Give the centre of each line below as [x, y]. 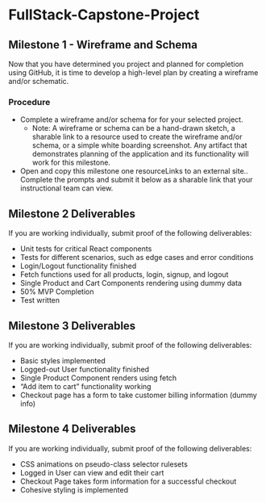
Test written [40, 300]
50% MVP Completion [57, 291]
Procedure [29, 102]
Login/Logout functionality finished [78, 266]
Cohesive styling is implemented [74, 489]
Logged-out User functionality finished [85, 369]
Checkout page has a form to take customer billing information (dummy [139, 395]
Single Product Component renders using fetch [98, 378]
